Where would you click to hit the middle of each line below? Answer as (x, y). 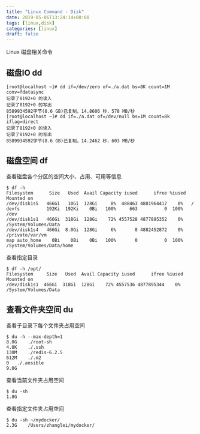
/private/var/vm (26, 235)
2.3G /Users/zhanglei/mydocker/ (51, 425)
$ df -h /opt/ (24, 269)
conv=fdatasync (25, 92)
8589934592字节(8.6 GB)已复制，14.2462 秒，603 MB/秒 (71, 141)
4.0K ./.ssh (25, 347)
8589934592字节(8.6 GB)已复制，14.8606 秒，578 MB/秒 (71, 111)
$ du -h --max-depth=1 (34, 337)
